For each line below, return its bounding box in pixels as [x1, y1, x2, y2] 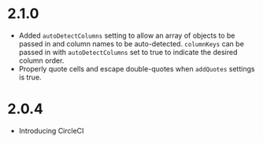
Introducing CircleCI [18, 126, 84, 135]
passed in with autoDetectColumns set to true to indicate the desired [18, 47, 238, 57]
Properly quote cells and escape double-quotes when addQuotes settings [18, 64, 255, 73]
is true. [18, 72, 42, 82]
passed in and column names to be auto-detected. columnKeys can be [18, 38, 245, 48]
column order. [18, 56, 65, 65]
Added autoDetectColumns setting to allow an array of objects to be [18, 31, 235, 40]
